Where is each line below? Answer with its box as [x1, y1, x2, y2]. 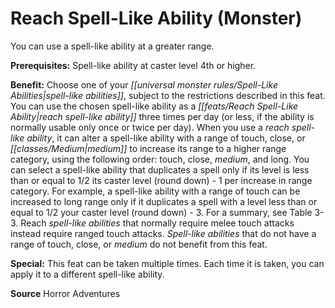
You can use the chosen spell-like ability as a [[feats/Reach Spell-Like [10, 100, 299, 112]
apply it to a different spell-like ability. [10, 268, 165, 280]
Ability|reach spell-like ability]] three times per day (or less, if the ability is [10, 110, 315, 122]
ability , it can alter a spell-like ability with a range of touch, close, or [26, 132, 306, 144]
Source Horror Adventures [10, 287, 121, 299]
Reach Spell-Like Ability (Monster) [10, 7, 303, 30]
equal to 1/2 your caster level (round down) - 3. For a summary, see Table [10, 206, 313, 218]
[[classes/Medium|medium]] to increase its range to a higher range [10, 142, 287, 154]
